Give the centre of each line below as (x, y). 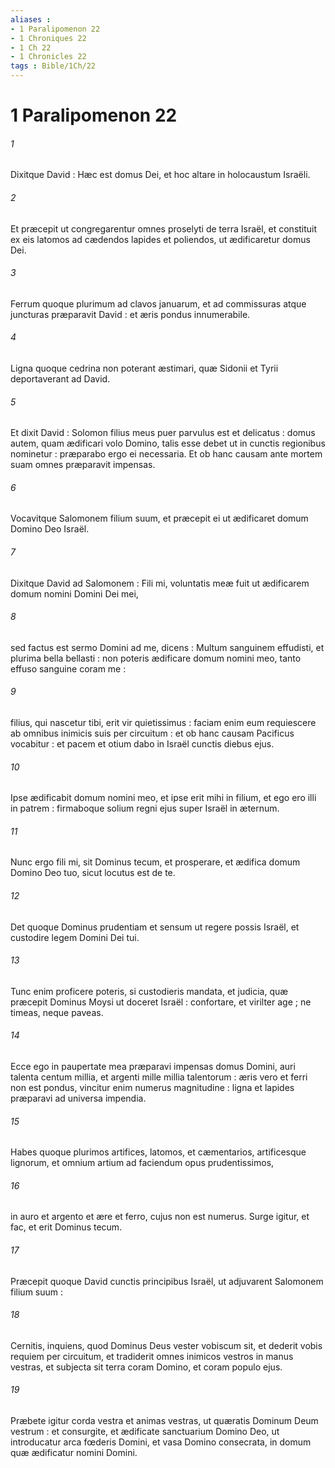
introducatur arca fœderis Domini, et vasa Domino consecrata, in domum (161, 1442)
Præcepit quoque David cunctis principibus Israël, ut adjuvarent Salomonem (167, 1281)
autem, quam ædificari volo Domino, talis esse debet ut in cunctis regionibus (168, 443)
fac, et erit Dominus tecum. (66, 1227)
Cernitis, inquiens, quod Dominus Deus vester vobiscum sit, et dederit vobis (166, 1345)
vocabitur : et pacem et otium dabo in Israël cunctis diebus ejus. (142, 744)
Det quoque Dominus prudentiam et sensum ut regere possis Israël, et (155, 927)
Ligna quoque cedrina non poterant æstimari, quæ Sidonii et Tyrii (144, 368)
